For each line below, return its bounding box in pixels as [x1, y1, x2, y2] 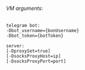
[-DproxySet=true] [6, 48, 51, 54]
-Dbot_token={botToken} [6, 33, 64, 39]
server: [6, 43, 25, 49]
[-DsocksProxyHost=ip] [6, 53, 61, 60]
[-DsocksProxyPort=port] [6, 58, 66, 64]
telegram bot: [6, 23, 41, 29]
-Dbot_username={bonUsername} [6, 28, 80, 34]
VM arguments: [6, 5, 44, 12]
